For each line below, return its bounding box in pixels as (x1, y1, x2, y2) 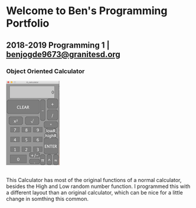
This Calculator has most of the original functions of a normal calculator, (6, 177, 182, 184)
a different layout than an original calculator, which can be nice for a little (6, 189, 183, 196)
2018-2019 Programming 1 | (6, 40, 110, 50)
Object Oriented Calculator (6, 67, 85, 75)
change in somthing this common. (6, 196, 89, 203)
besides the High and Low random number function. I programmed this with (6, 183, 191, 190)
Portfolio (6, 16, 50, 30)
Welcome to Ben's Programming (6, 4, 168, 18)
